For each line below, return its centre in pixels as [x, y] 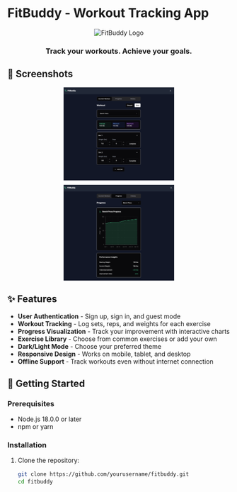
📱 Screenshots [40, 74]
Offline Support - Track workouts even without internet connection [115, 361]
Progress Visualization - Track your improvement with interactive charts [123, 331]
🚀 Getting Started [46, 383]
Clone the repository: [48, 460]
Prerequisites [31, 403]
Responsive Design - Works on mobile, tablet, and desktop [104, 354]
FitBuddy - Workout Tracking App [108, 13]
